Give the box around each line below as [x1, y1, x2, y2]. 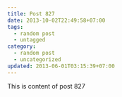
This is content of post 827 [7, 82, 86, 90]
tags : [7, 23, 23, 30]
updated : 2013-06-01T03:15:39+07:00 [7, 63, 115, 70]
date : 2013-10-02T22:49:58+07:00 [7, 17, 106, 24]
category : [7, 43, 37, 50]
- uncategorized [13, 56, 61, 63]
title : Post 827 [7, 10, 55, 18]
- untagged [13, 37, 46, 44]
